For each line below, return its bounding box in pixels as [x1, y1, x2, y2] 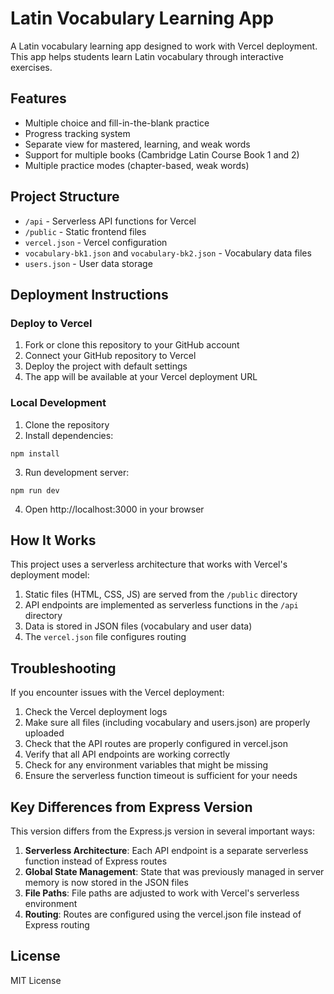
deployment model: [10, 569, 90, 581]
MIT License [10, 974, 62, 986]
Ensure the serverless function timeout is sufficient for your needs [24, 770, 298, 782]
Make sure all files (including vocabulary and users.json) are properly [24, 717, 311, 729]
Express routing [24, 918, 90, 931]
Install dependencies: [24, 429, 114, 441]
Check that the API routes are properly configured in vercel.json [24, 738, 288, 750]
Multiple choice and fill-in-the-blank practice [24, 117, 210, 129]
